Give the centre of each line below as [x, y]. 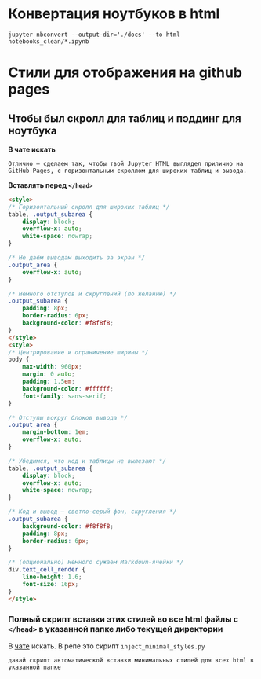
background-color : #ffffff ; [68, 389]
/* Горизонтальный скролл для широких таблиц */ [89, 207]
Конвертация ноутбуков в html [114, 14]
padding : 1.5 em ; [49, 382]
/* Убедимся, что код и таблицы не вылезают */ [87, 461]
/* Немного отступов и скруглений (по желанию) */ [92, 294]
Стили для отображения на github [125, 73]
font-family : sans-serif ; [65, 396]
